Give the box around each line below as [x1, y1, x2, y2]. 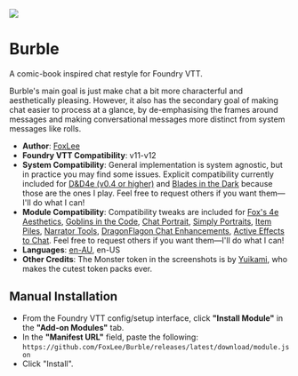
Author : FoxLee [21, 140, 80, 151]
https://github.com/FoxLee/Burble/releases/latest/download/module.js [21, 342, 290, 351]
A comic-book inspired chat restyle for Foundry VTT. [9, 68, 203, 79]
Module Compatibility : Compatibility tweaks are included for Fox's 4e [21, 206, 279, 217]
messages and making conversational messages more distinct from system [9, 114, 286, 124]
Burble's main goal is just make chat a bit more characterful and [9, 85, 243, 96]
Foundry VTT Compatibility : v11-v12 [21, 149, 157, 160]
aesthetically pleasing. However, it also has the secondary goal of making [9, 94, 278, 106]
